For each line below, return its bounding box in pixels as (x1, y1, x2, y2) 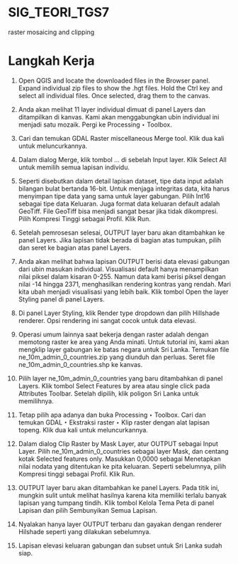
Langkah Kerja (8, 53, 95, 69)
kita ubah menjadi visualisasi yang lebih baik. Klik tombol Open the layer (18, 287, 229, 296)
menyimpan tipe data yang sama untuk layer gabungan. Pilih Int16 (18, 191, 210, 200)
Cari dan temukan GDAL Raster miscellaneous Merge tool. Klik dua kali (18, 134, 225, 142)
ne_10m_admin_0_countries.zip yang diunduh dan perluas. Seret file (18, 353, 215, 361)
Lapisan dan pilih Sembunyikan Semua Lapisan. (18, 506, 158, 514)
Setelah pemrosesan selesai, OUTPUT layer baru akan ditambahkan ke (18, 228, 225, 237)
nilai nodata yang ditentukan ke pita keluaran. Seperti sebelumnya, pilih (18, 462, 227, 470)
